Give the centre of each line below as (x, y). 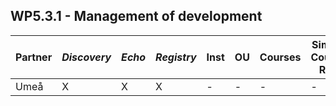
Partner (34, 57)
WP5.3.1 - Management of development (136, 16)
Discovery (86, 57)
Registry (176, 57)
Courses (280, 57)
